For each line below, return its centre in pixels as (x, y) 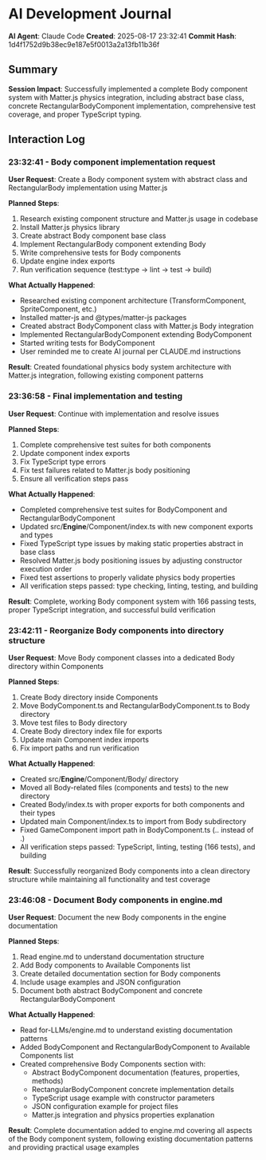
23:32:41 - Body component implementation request (112, 162)
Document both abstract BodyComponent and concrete (111, 991)
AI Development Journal (90, 14)
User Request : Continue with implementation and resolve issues (114, 414)
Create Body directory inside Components (89, 697)
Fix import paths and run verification (79, 748)
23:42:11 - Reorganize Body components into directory (116, 630)
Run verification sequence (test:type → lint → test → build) (116, 270)
